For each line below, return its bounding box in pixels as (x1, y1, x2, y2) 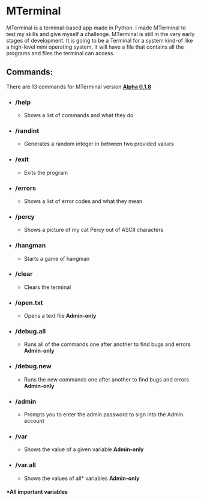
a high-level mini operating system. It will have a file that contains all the (6, 43, 184, 50)
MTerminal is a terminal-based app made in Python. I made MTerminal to (6, 24, 186, 31)
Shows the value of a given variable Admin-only (23, 446, 144, 453)
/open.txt (14, 299, 43, 307)
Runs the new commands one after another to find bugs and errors (23, 375, 190, 383)
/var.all (14, 461, 36, 469)
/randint (14, 126, 40, 135)
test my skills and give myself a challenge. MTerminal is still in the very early (6, 30, 195, 37)
